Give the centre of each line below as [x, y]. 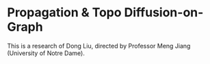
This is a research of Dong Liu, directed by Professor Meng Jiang [99, 46]
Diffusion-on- [164, 13]
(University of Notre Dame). [46, 53]
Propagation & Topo [64, 13]
